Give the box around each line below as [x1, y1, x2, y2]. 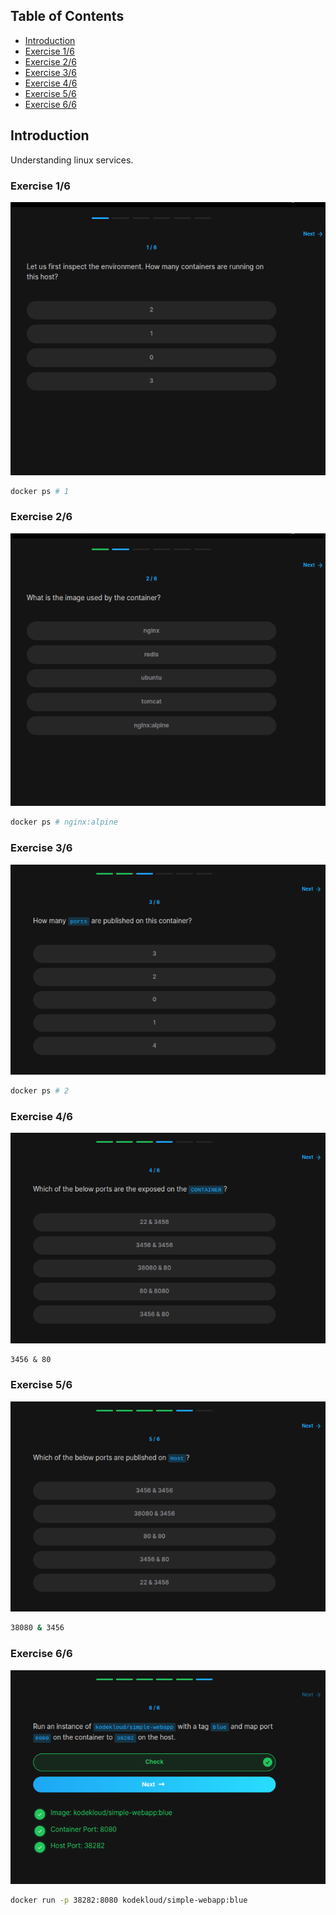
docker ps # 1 [10, 486, 70, 496]
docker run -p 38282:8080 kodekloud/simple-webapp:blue [10, 1895, 248, 1905]
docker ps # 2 [10, 1086, 70, 1096]
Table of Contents [10, 8, 125, 25]
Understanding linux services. [10, 154, 134, 166]
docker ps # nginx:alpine [10, 817, 118, 828]
